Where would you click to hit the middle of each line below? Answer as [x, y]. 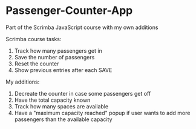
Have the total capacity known [52, 100]
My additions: [23, 82]
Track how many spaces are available [61, 106]
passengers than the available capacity [63, 119]
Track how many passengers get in [58, 51]
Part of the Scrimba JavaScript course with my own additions [82, 27]
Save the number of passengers [54, 57]
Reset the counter [37, 64]
